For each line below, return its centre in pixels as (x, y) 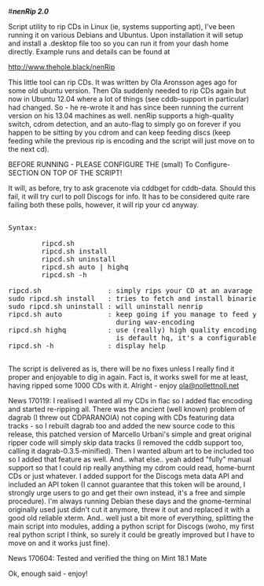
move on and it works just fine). (59, 543)
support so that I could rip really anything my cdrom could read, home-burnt (132, 467)
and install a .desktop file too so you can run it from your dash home (119, 43)
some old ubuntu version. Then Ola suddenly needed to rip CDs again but (127, 91)
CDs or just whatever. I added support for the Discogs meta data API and (126, 476)
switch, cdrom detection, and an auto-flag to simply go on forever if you (125, 124)
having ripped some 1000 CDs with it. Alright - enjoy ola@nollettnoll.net (124, 386)
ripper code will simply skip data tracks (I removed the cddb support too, (126, 443)
